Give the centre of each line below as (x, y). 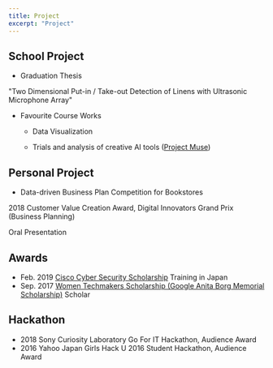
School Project (46, 56)
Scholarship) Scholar (55, 294)
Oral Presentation (38, 233)
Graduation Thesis (51, 76)
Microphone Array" (41, 100)
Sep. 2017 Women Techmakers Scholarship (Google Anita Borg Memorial (142, 285)
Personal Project (51, 172)
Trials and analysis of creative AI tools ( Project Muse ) (121, 148)
